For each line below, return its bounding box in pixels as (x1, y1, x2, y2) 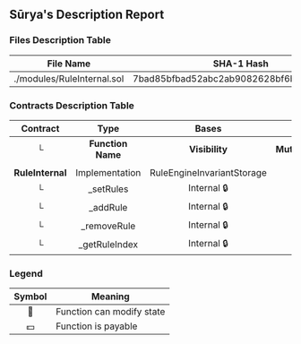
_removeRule (80, 219, 136, 232)
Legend (9, 267, 43, 279)
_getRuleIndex (78, 238, 139, 251)
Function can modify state (55, 305, 166, 318)
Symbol (13, 290, 47, 303)
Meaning (90, 290, 130, 303)
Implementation (75, 166, 142, 178)
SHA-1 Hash (212, 57, 269, 70)
